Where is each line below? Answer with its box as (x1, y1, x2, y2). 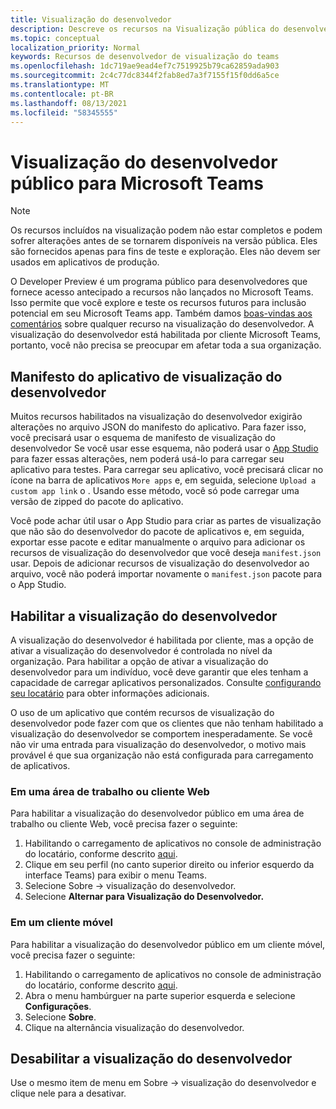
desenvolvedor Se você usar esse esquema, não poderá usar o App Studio (10, 442, 319, 455)
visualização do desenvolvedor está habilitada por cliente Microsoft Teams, (10, 329, 322, 341)
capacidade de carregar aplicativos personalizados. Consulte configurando (10, 676, 322, 688)
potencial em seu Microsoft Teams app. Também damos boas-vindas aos (10, 307, 313, 320)
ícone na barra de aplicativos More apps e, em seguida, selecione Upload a (10, 474, 317, 486)
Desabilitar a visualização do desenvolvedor (10, 1050, 293, 1067)
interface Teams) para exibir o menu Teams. (24, 869, 208, 881)
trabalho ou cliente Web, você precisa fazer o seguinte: (10, 818, 238, 830)
